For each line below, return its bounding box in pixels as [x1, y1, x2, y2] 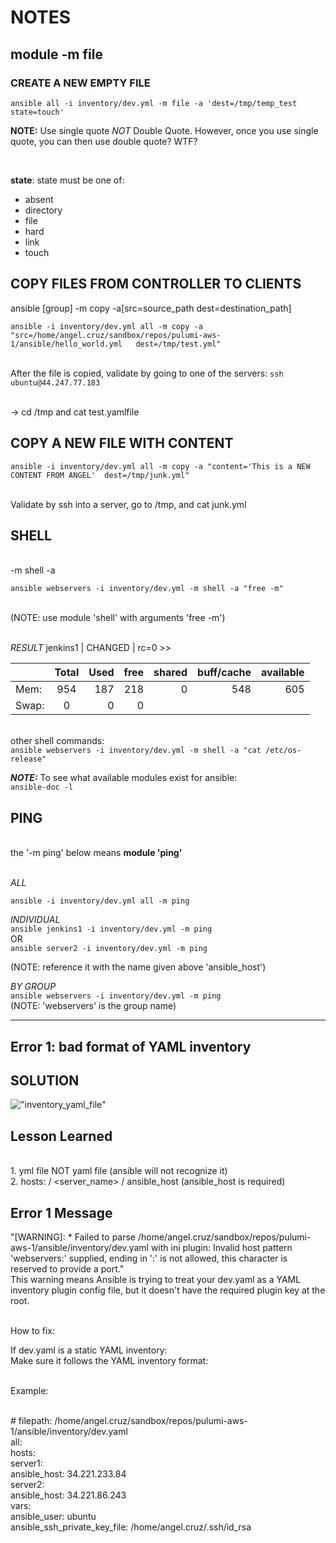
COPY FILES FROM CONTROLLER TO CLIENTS [10, 276, 302, 293]
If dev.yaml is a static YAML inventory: [10, 1344, 168, 1356]
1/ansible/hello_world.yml [10, 339, 123, 349]
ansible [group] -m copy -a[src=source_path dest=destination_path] [10, 302, 292, 314]
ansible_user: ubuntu [10, 1510, 97, 1522]
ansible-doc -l [10, 782, 74, 793]
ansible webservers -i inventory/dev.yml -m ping [10, 991, 222, 1001]
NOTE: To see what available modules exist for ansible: [10, 772, 238, 784]
